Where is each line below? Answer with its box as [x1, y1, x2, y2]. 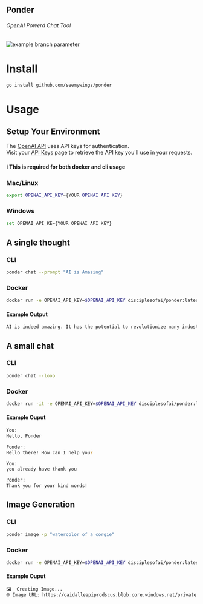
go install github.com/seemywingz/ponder [6, 82, 112, 88]
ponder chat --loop [6, 372, 56, 378]
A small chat [6, 341, 54, 351]
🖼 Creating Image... [6, 586, 63, 592]
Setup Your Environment [6, 126, 100, 136]
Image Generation [6, 500, 76, 510]
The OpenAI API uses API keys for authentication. [6, 143, 130, 150]
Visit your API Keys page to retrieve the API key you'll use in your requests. [6, 149, 193, 156]
